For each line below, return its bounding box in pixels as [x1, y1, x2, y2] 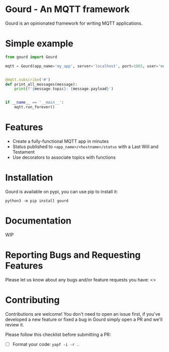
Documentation [5, 215, 72, 227]
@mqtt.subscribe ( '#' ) [5, 77, 51, 82]
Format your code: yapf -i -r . [12, 341, 79, 347]
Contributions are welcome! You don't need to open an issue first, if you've [5, 311, 160, 317]
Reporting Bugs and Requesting [5, 249, 141, 260]
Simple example [5, 38, 74, 49]
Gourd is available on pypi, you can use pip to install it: [5, 188, 118, 194]
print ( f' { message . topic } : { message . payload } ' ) [14, 87, 114, 92]
